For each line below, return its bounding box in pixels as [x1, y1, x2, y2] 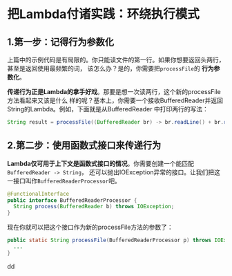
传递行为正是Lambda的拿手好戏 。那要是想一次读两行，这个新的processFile [7, 88, 221, 95]
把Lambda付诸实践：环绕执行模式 [7, 6, 200, 22]
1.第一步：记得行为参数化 [7, 36, 115, 48]
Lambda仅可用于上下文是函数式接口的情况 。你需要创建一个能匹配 [7, 159, 195, 167]
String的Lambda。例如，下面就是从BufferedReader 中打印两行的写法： [7, 105, 209, 113]
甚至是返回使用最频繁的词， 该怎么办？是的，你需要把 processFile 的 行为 [7, 64, 214, 73]
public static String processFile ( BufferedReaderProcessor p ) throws [7, 237, 212, 244]
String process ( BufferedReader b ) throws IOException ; [13, 203, 175, 210]
